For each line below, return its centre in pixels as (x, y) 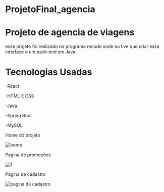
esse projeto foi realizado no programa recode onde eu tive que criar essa (82, 46)
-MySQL (14, 125)
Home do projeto (23, 135)
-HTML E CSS (20, 96)
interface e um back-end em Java (40, 52)
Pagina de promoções (28, 155)
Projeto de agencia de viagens (70, 33)
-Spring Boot (19, 116)
